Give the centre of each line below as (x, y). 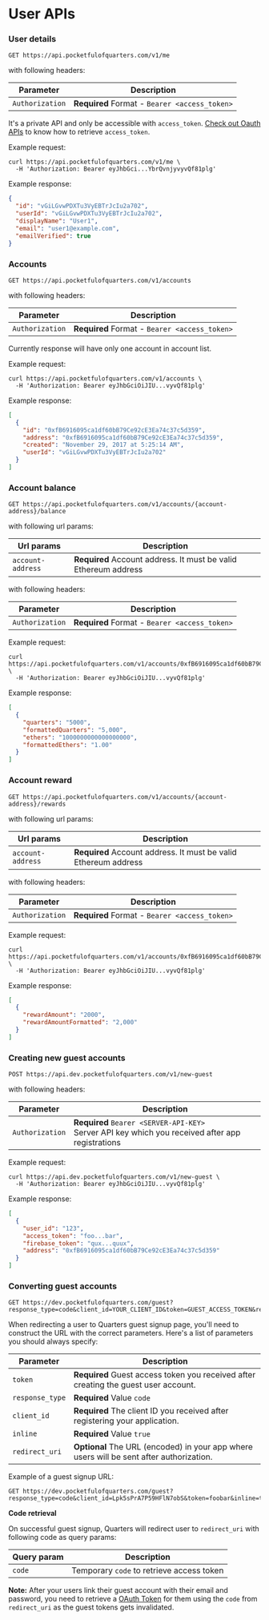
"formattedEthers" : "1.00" (68, 745)
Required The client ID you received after (151, 1411)
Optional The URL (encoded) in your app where (163, 1447)
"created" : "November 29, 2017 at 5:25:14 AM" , (103, 445)
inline (25, 1434)
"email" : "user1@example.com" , (68, 228)
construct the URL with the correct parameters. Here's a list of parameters (131, 1333)
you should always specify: (53, 1341)
